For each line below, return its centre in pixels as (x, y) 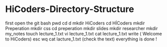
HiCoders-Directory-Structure (70, 9)
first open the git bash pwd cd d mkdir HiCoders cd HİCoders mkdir (75, 23)
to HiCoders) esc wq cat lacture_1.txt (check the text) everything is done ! (81, 39)
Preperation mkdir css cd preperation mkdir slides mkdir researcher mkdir (81, 28)
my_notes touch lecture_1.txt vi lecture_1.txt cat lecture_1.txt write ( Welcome (84, 33)
